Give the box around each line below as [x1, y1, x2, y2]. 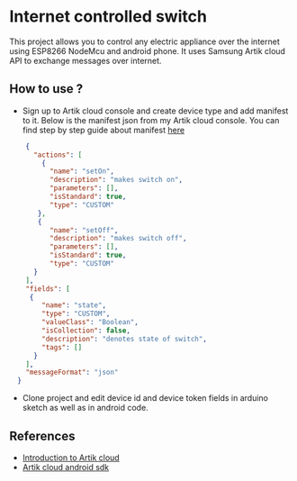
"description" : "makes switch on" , [49, 176, 183, 185]
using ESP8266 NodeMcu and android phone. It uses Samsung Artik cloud [9, 45, 286, 56]
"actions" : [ [32, 150, 83, 159]
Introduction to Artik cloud [22, 452, 120, 463]
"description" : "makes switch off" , [49, 234, 187, 243]
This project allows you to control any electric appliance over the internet [9, 36, 281, 47]
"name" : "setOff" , [49, 225, 119, 235]
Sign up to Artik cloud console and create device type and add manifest [22, 105, 289, 116]
